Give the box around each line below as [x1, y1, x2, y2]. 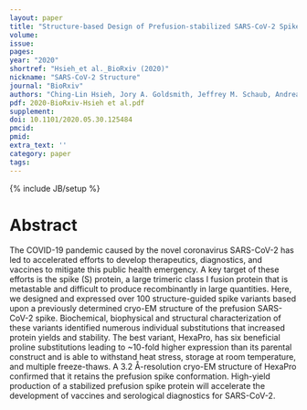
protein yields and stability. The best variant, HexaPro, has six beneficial [9, 332, 281, 343]
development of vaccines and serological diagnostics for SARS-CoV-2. [9, 390, 276, 402]
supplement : [9, 107, 55, 116]
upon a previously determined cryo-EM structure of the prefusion [9, 303, 256, 314]
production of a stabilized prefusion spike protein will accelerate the [9, 381, 266, 392]
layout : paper [9, 13, 64, 23]
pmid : [9, 132, 30, 142]
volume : [9, 30, 39, 39]
